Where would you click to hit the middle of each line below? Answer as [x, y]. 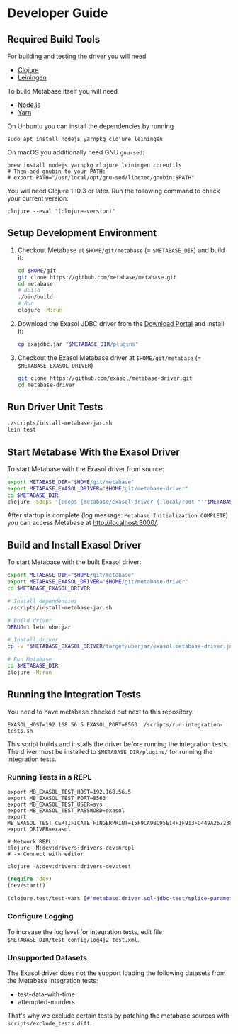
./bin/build [35, 297]
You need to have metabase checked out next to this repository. [101, 712]
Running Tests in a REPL [50, 777]
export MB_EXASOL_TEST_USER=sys [55, 804]
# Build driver [30, 620]
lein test [22, 430]
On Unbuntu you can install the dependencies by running [91, 126]
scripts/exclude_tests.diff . [50, 1023]
